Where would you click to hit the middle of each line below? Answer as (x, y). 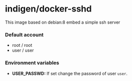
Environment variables (32, 63)
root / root (22, 45)
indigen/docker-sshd (48, 9)
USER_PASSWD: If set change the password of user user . (70, 73)
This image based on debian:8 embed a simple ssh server (63, 22)
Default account (24, 35)
